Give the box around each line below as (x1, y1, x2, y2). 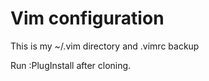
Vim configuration (10, 7, 165, 30)
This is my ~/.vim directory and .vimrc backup (10, 40, 200, 52)
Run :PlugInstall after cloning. (10, 59, 132, 71)
